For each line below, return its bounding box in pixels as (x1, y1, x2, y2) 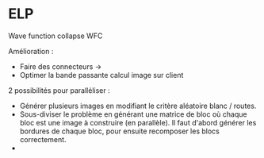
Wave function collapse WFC (8, 31, 103, 40)
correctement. (19, 134, 67, 144)
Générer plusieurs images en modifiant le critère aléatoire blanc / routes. (19, 101, 257, 110)
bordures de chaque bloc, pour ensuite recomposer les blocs (19, 126, 220, 136)
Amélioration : (8, 46, 54, 56)
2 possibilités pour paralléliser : (8, 85, 110, 95)
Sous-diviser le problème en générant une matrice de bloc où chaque (19, 109, 247, 119)
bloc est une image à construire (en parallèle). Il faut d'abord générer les (19, 118, 257, 127)
